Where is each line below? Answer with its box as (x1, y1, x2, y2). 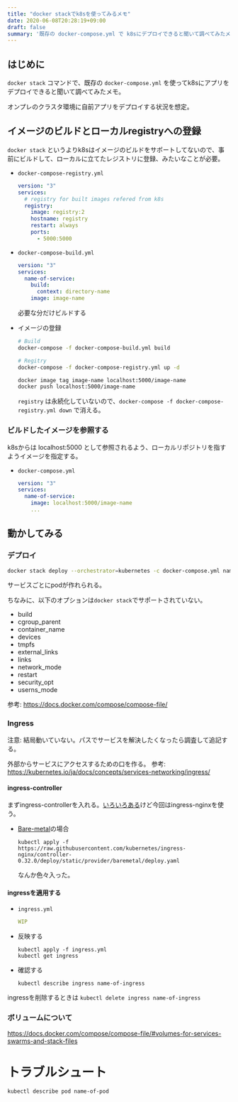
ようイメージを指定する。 (7, 452, 82, 460)
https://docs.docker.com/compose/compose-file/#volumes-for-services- (7, 1030, 222, 1038)
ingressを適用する (7, 888, 62, 897)
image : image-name (30, 295, 85, 302)
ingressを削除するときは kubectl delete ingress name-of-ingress (7, 993, 201, 1002)
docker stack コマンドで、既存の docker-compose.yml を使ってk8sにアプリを (7, 79, 230, 87)
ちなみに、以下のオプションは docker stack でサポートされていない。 (7, 596, 207, 605)
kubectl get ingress (17, 953, 79, 960)
